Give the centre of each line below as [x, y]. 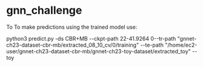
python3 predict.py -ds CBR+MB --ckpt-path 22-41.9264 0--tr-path [91, 38]
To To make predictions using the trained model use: [72, 27]
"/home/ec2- [181, 45]
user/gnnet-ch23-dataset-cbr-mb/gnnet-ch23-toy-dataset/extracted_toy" [98, 51]
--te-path [152, 45]
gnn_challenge [44, 10]
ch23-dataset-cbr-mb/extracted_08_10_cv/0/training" [73, 45]
